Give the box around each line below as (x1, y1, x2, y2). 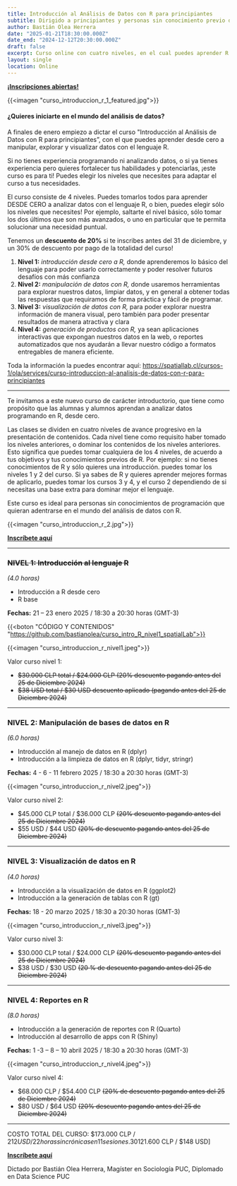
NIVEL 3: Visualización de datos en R (7, 856, 136, 866)
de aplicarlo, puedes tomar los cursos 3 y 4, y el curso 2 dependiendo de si (7, 477, 227, 486)
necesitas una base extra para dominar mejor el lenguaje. (7, 485, 174, 493)
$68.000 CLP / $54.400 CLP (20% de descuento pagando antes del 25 (17, 1087, 226, 1096)
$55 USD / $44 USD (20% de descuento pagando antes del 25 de (17, 825, 210, 833)
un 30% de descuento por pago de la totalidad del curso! (7, 244, 174, 252)
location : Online (7, 63, 59, 70)
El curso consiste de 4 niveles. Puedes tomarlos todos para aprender (7, 192, 208, 201)
